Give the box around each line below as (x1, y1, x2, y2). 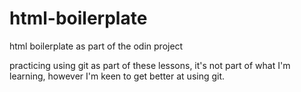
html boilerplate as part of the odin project (9, 40, 184, 52)
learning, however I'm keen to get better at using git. (9, 70, 226, 82)
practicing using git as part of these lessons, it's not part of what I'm (9, 59, 291, 71)
